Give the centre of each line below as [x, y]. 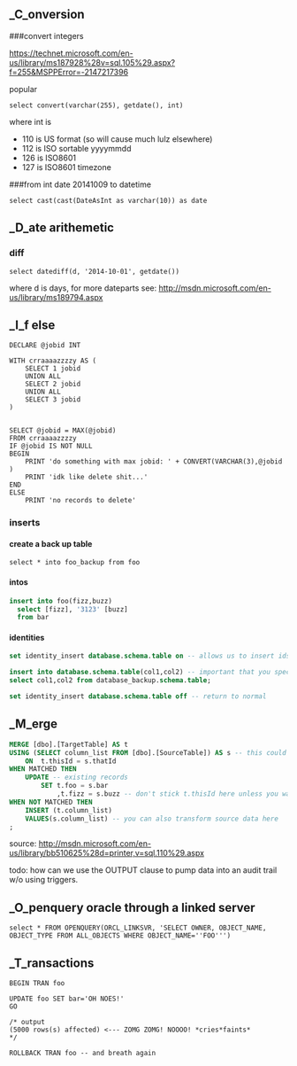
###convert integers [46, 35]
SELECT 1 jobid [53, 369]
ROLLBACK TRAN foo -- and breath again [83, 1054]
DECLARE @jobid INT [45, 346]
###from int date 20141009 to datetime [80, 184]
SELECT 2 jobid [53, 385]
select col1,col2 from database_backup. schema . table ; [110, 681]
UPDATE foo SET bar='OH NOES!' [67, 999]
